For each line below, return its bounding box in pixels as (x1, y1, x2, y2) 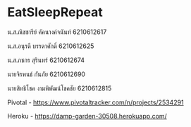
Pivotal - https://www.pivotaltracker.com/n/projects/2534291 (7, 98, 185, 107)
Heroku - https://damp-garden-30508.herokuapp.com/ (7, 111, 167, 120)
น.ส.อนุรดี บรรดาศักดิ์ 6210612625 (7, 42, 94, 50)
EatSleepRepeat (7, 4, 104, 20)
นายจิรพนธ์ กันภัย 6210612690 (7, 70, 86, 78)
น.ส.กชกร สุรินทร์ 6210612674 (7, 56, 85, 64)
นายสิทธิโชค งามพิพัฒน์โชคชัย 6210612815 (7, 84, 112, 92)
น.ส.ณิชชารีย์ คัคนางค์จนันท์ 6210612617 (7, 28, 107, 36)
